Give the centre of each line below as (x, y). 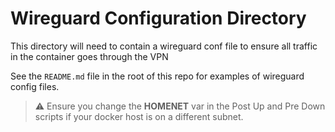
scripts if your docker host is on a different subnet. (139, 116)
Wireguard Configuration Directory (158, 18)
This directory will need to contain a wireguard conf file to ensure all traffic (164, 46)
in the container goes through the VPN (89, 56)
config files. (35, 86)
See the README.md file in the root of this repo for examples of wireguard (157, 76)
